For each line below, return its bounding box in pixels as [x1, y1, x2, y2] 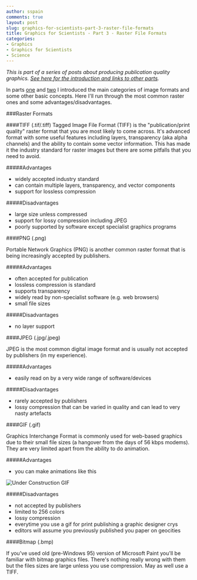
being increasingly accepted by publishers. [6, 252, 111, 259]
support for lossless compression [14, 187, 96, 195]
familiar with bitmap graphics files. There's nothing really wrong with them [6, 556, 186, 563]
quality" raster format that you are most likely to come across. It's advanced [6, 128, 190, 135]
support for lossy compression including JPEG [14, 217, 128, 224]
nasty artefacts [14, 410, 52, 417]
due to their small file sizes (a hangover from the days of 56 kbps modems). [6, 438, 190, 445]
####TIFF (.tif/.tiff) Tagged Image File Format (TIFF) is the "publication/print [6, 121, 190, 128]
